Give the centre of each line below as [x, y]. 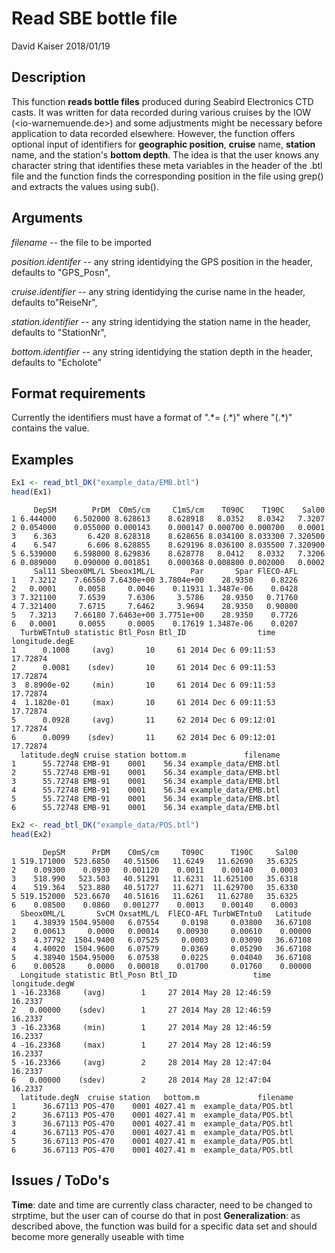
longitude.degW [43, 983]
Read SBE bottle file [94, 18]
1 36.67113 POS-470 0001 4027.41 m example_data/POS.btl [152, 1106]
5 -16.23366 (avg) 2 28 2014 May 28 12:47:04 [141, 1062]
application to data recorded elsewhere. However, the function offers [153, 133]
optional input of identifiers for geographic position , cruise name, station [163, 144]
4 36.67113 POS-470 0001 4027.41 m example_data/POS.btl [152, 1132]
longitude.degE [43, 641]
